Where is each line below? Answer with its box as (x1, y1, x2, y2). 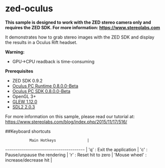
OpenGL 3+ (12, 93, 36, 99)
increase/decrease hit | (5, 157, 52, 163)
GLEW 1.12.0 (12, 98, 38, 104)
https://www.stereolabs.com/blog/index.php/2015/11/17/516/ (5, 119, 127, 125)
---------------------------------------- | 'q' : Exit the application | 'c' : (5, 146, 148, 152)
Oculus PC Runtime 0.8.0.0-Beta (12, 83, 79, 89)
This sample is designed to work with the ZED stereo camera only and (5, 19, 152, 25)
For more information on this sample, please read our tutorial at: (5, 113, 135, 119)
